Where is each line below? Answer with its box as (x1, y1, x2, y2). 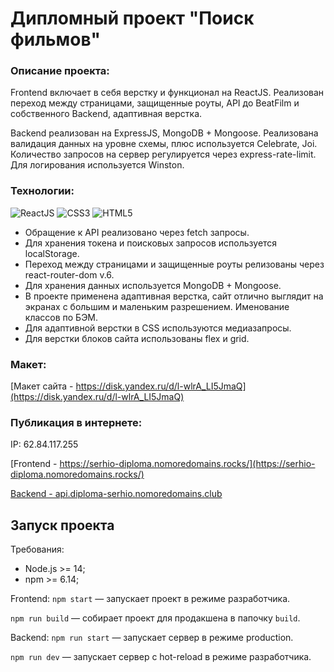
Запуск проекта (10, 517, 115, 534)
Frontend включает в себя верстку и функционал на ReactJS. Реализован (10, 87, 325, 99)
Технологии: (10, 184, 75, 198)
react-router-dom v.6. (24, 268, 115, 281)
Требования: (10, 543, 65, 556)
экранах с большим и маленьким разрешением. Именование (24, 300, 290, 312)
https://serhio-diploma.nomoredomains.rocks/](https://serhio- (59, 458, 316, 470)
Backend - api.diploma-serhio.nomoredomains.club (10, 488, 223, 500)
